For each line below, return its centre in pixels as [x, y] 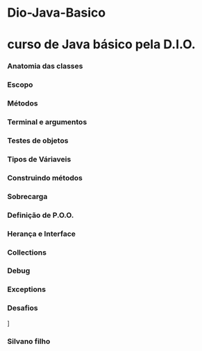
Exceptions [27, 289]
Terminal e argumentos [47, 122]
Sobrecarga [27, 196]
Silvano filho [29, 341]
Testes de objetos [38, 140]
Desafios [23, 308]
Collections [27, 252]
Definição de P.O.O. [41, 215]
